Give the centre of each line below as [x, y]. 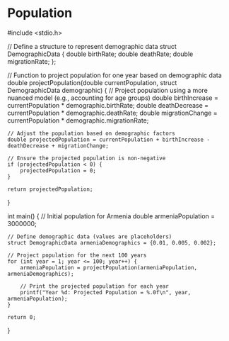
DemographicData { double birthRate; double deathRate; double [100, 54]
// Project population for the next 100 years [77, 255]
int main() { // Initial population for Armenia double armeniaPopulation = [111, 216]
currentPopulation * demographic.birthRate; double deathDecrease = [108, 105]
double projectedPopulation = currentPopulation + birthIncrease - [109, 140]
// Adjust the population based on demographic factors [91, 133]
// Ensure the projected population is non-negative [87, 158]
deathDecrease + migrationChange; [58, 146]
